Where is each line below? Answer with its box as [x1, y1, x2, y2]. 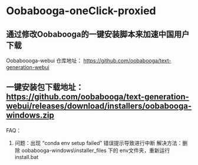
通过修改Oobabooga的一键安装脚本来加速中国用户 [6, 29, 190, 39]
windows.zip [6, 111, 55, 121]
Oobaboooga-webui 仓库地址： [6, 57, 82, 64]
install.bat [14, 153, 39, 160]
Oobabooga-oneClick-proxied [6, 4, 156, 18]
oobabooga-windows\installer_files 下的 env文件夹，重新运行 [21, 147, 170, 154]
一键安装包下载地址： [6, 82, 84, 92]
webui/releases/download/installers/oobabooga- [6, 101, 192, 111]
